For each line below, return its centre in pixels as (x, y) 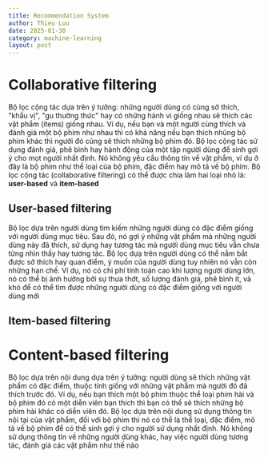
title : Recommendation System (59, 16)
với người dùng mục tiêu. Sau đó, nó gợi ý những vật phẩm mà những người (132, 236)
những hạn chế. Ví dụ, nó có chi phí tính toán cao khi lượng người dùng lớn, (132, 270)
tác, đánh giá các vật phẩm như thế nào (74, 445)
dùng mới (24, 296)
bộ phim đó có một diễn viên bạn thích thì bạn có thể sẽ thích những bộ (126, 403)
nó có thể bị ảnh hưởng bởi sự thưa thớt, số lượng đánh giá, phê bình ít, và (130, 279)
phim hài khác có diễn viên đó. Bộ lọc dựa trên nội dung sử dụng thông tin (130, 412)
